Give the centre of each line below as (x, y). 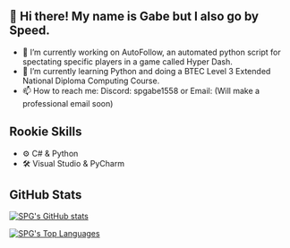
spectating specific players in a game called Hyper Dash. (127, 61)
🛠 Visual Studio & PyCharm (73, 163)
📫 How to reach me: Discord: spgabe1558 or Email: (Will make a (141, 90)
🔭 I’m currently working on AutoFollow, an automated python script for (151, 52)
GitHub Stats (46, 195)
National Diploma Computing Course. (91, 81)
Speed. (30, 31)
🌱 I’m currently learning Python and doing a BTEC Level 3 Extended (146, 71)
